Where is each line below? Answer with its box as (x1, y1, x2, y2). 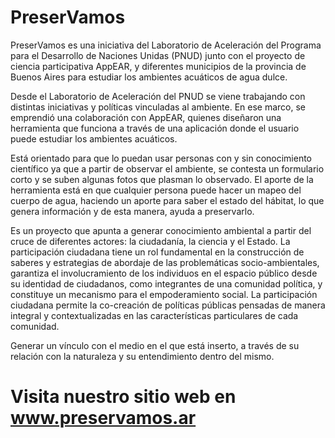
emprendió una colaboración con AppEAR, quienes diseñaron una (10, 111, 282, 123)
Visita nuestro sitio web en (10, 386, 237, 408)
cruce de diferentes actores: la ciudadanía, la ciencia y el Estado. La (10, 235, 291, 247)
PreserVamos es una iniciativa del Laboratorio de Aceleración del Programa (10, 39, 322, 51)
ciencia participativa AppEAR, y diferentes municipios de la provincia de (10, 60, 307, 72)
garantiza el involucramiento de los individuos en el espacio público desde (10, 267, 318, 279)
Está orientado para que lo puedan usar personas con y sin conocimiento (10, 152, 313, 164)
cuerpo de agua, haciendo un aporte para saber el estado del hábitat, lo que (10, 194, 325, 206)
